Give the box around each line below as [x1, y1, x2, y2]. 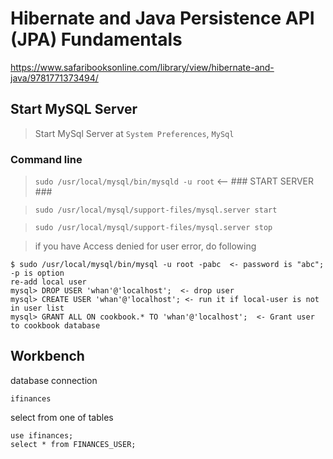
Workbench [10, 348, 85, 365]
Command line [10, 152, 83, 166]
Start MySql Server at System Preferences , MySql [34, 127, 235, 139]
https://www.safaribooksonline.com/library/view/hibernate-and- [10, 61, 275, 73]
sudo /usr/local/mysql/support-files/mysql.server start [34, 205, 278, 216]
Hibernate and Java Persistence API [10, 7, 315, 30]
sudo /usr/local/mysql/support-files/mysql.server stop [34, 223, 273, 233]
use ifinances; [10, 430, 74, 441]
